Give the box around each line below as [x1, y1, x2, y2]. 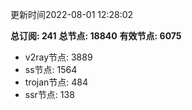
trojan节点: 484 [24, 76, 89, 88]
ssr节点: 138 [24, 89, 75, 100]
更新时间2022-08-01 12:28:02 [10, 9, 134, 20]
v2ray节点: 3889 [24, 51, 93, 63]
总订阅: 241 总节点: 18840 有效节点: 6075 [10, 30, 182, 42]
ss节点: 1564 [24, 64, 78, 75]
